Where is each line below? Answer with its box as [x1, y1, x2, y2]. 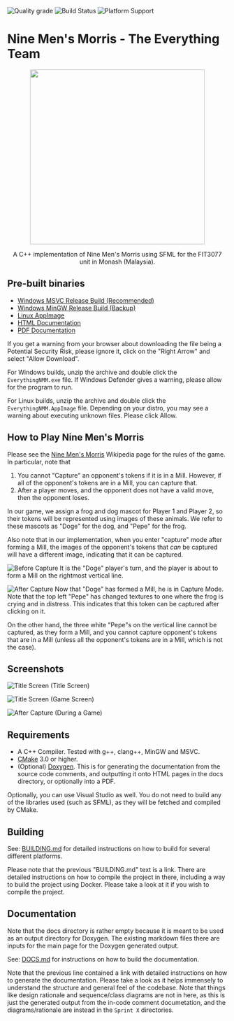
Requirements [7, 729, 70, 741]
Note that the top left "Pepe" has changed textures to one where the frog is [7, 592, 224, 601]
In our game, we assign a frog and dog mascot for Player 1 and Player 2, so [7, 507, 224, 515]
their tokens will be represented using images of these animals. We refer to [7, 514, 223, 522]
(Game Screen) [50, 695, 94, 704]
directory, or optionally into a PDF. [17, 777, 116, 786]
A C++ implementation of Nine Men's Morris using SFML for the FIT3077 [13, 250, 222, 258]
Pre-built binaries [7, 278, 85, 290]
